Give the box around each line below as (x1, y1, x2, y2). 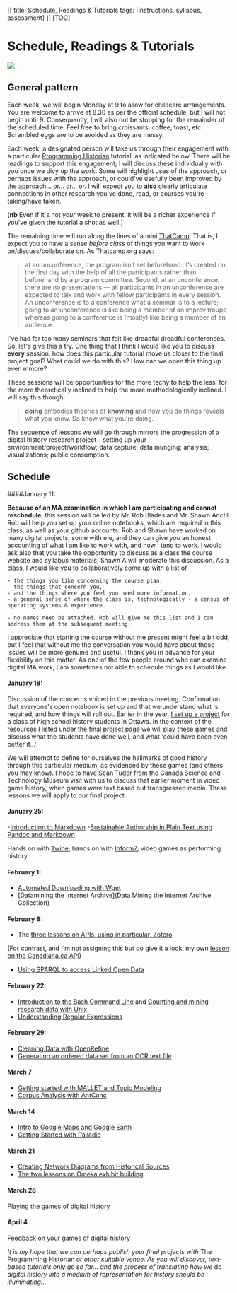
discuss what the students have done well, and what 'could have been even (7, 732, 228, 741)
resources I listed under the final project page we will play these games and (7, 725, 228, 733)
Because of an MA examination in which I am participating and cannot (7, 503, 217, 512)
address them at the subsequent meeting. (7, 620, 132, 628)
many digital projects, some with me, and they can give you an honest (7, 533, 211, 542)
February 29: (7, 1029, 47, 1037)
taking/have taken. (7, 197, 62, 205)
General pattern (7, 81, 79, 94)
